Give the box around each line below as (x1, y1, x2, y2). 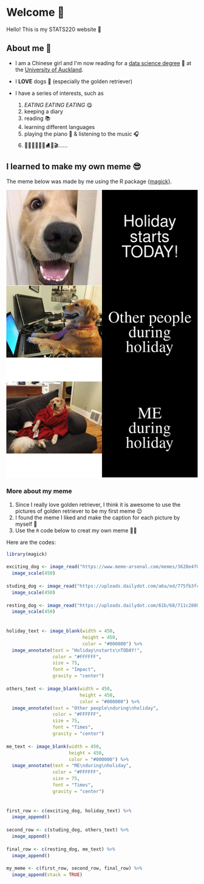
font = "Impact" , (52, 666, 97, 673)
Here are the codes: (6, 538, 56, 546)
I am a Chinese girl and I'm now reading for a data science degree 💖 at (15, 59, 192, 66)
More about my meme (6, 487, 72, 495)
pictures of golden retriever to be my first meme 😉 (15, 507, 143, 515)
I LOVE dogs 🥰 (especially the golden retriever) (15, 77, 133, 85)
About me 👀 (6, 43, 52, 54)
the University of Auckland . (15, 66, 84, 73)
